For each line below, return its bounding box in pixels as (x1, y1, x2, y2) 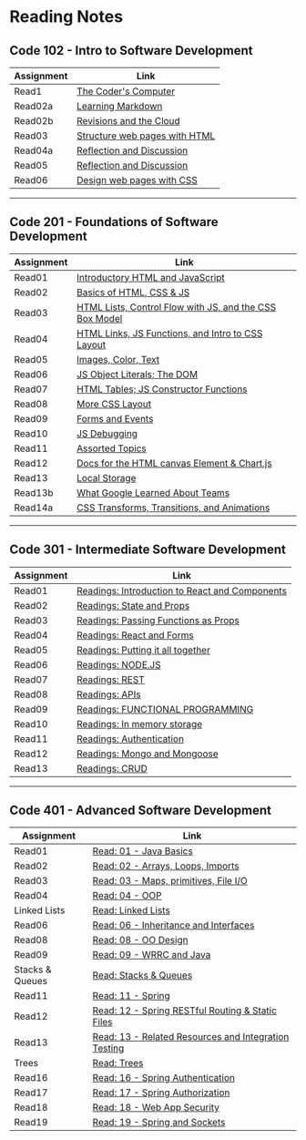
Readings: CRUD (76, 762, 148, 775)
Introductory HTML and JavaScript (76, 271, 225, 283)
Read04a (14, 144, 54, 157)
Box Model (76, 312, 123, 324)
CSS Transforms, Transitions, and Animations (76, 501, 270, 514)
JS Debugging (76, 426, 138, 439)
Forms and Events (76, 412, 154, 425)
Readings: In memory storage (76, 717, 203, 730)
